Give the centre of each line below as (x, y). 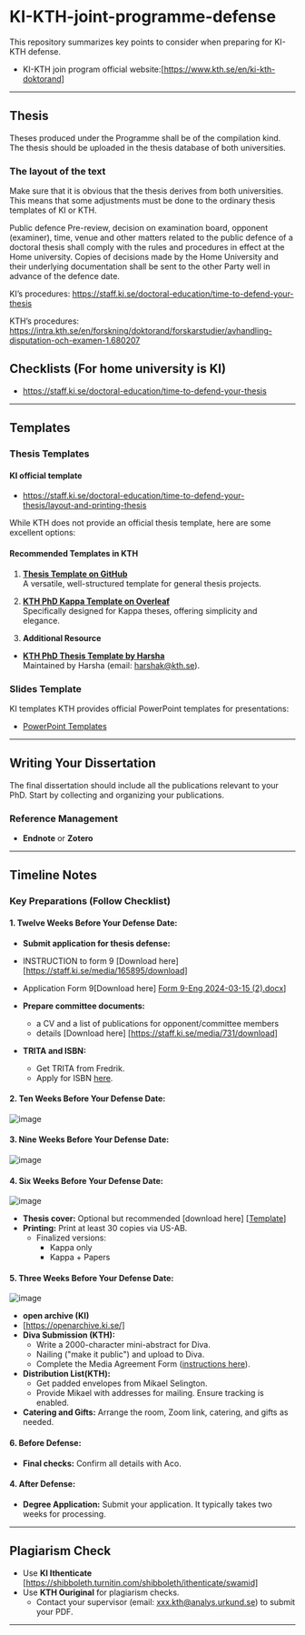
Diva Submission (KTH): (69, 1335)
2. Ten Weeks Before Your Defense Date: (88, 1098)
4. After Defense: (42, 1484)
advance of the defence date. (65, 276)
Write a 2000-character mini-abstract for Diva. (123, 1345)
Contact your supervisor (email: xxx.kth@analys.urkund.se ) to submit (166, 1601)
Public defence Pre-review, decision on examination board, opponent (139, 228)
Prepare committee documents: (84, 1006)
